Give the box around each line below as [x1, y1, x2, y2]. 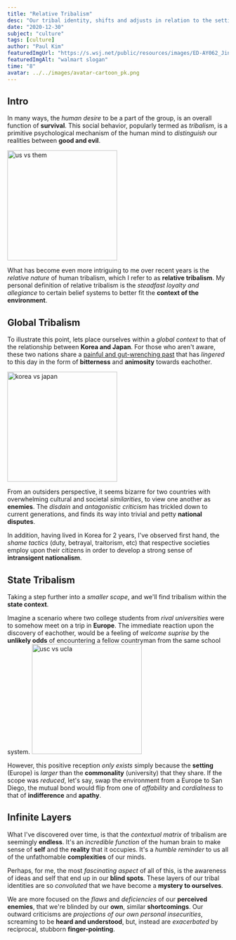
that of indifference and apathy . [7, 791, 102, 799]
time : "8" [7, 63, 37, 70]
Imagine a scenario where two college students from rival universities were [7, 613, 225, 622]
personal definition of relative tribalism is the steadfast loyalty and [7, 281, 199, 289]
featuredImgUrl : [7, 50, 55, 57]
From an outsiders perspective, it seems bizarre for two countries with [7, 487, 211, 496]
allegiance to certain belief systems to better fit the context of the [7, 289, 199, 297]
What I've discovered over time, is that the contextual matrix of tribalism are [7, 830, 227, 839]
